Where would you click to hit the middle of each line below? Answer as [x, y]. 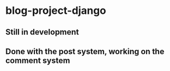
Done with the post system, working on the [85, 51]
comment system [38, 60]
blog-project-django [56, 11]
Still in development [42, 32]
